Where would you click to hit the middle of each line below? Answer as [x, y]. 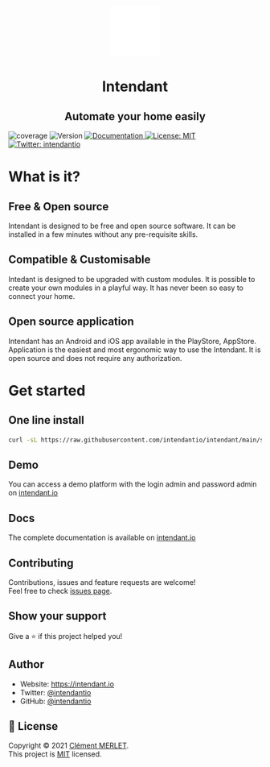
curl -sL [23, 440]
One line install [46, 420]
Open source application [71, 322]
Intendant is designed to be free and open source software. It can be [122, 226]
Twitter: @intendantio [55, 692]
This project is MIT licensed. [55, 754]
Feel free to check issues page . [60, 591]
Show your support [57, 616]
